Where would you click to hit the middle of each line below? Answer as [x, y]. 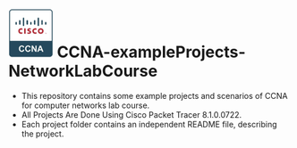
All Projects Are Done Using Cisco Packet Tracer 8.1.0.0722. [132, 114]
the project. [42, 134]
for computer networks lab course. [85, 105]
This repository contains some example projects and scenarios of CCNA [154, 95]
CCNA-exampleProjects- [152, 52]
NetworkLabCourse [83, 71]
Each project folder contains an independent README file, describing [149, 124]
